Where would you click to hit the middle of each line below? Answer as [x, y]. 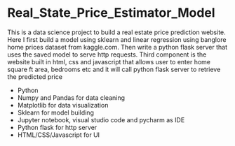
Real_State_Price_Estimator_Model [111, 13]
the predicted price [35, 76]
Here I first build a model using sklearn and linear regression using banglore [117, 39]
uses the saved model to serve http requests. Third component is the [107, 54]
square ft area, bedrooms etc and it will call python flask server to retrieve [114, 69]
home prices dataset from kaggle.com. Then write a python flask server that [117, 47]
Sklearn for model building [56, 112]
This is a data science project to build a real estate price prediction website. [116, 32]
